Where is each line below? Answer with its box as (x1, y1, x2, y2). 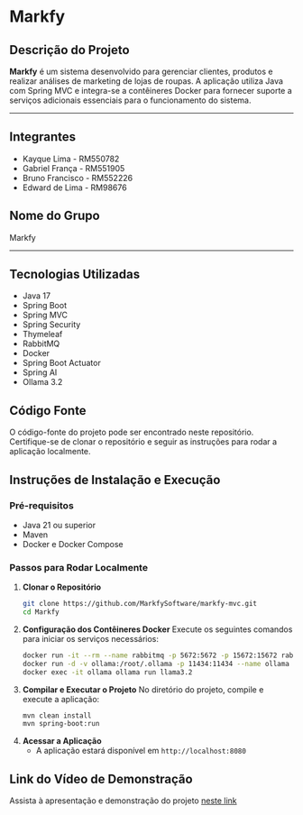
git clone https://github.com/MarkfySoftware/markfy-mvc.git (22, 600, 258, 609)
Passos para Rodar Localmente (9, 561, 149, 573)
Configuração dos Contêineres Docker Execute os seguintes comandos (22, 624, 293, 635)
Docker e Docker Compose (22, 538, 124, 549)
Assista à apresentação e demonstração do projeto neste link (9, 795, 237, 806)
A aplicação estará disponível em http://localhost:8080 (35, 746, 246, 756)
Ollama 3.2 (22, 377, 63, 388)
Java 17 (22, 290, 51, 301)
